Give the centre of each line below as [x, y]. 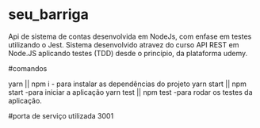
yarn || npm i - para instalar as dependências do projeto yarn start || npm [128, 84]
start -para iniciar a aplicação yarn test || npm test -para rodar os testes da [130, 92]
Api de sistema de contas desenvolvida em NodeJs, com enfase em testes [130, 36]
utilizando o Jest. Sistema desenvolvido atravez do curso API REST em [124, 44]
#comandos [28, 68]
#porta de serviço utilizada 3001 [61, 115]
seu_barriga [48, 15]
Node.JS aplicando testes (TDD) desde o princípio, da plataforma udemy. [128, 53]
